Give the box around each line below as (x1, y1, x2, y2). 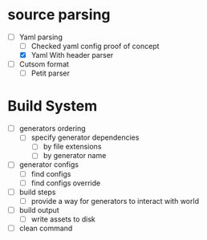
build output (18, 205, 59, 214)
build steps (18, 187, 56, 197)
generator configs (18, 160, 79, 169)
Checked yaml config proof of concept (30, 42, 160, 51)
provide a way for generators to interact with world (30, 196, 200, 205)
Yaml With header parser (30, 51, 114, 60)
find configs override (30, 178, 101, 188)
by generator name (43, 151, 107, 161)
